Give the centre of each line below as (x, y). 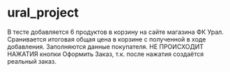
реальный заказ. (32, 61)
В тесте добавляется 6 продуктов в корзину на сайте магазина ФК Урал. (116, 32)
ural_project (43, 13)
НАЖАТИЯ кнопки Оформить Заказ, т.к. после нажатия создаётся (106, 54)
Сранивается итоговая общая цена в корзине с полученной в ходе (107, 39)
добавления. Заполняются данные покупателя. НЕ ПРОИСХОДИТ (106, 46)
